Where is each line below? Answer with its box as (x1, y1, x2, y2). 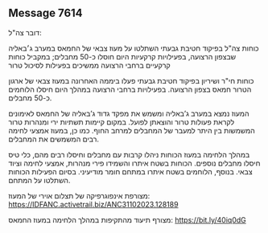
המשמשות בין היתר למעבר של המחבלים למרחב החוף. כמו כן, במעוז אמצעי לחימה (8, 125, 255, 135)
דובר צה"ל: (8, 27, 42, 37)
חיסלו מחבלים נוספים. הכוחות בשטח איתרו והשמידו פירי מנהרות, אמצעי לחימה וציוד (8, 158, 261, 168)
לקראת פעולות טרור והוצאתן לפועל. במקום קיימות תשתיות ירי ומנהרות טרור (8, 117, 235, 127)
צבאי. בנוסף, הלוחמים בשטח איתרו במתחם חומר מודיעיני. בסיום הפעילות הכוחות (8, 166, 253, 176)
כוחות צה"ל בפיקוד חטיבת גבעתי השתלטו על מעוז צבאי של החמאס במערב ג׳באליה (8, 43, 259, 53)
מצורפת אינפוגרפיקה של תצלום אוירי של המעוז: (8, 190, 150, 200)
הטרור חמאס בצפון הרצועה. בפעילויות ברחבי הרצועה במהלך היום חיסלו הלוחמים (8, 84, 252, 94)
